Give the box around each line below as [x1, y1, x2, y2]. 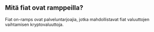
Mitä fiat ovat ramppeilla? [5, 4, 84, 12]
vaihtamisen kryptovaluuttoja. [5, 21, 64, 27]
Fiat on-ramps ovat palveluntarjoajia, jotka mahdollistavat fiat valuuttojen [5, 16, 150, 22]
